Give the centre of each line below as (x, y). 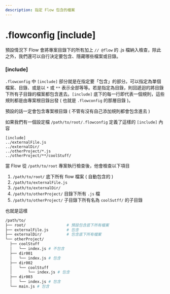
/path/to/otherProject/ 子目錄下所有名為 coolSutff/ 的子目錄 (78, 200)
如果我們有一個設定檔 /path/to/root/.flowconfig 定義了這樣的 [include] (81, 122)
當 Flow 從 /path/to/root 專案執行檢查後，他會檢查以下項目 (68, 166)
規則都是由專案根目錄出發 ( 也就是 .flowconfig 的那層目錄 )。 (69, 100)
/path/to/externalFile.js (40, 183)
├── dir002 (21, 263)
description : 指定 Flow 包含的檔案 (40, 10)
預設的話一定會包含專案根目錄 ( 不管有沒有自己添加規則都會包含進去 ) (78, 111)
